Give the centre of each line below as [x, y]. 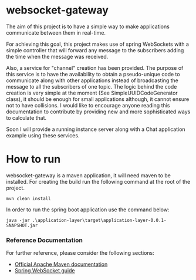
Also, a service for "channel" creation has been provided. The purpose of [95, 68]
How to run [33, 159]
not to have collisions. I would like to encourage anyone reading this [88, 105]
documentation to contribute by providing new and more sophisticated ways [98, 112]
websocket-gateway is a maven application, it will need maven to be [89, 175]
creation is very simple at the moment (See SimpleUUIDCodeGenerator [92, 93]
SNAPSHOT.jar [22, 225]
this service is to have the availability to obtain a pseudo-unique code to [93, 74]
